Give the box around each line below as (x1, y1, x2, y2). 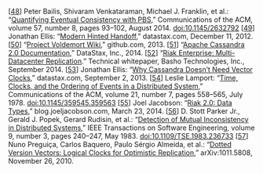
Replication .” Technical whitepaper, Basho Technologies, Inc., (46, 56, 245, 66)
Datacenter (8, 56, 45, 66)
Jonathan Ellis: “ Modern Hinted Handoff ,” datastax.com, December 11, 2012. (8, 31, 254, 41)
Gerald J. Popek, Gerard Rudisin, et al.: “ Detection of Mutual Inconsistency (8, 115, 249, 124)
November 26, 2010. (8, 157, 74, 165)
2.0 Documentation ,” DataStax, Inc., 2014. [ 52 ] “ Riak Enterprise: (8, 49, 214, 57)
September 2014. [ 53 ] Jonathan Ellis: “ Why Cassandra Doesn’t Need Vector (8, 65, 254, 74)
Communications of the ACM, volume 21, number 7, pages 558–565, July (8, 90, 243, 99)
